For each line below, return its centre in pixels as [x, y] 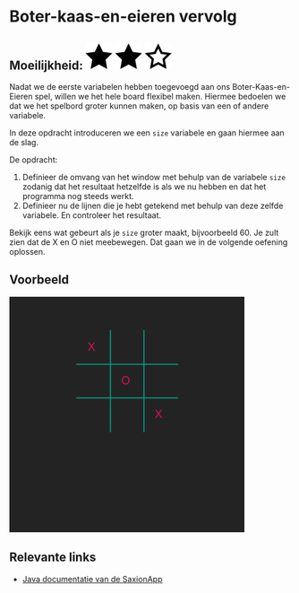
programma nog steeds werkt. [78, 196]
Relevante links [53, 558]
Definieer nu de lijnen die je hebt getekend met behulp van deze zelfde [153, 205]
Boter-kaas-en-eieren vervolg [123, 17]
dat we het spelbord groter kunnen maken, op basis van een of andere [139, 106]
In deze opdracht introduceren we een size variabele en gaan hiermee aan [147, 133]
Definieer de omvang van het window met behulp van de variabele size [154, 177]
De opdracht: [34, 160]
